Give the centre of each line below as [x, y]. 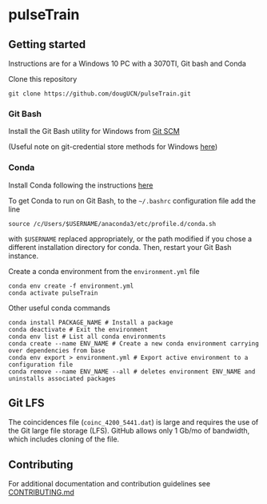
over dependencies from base [57, 350]
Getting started [47, 44]
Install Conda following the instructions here [81, 185]
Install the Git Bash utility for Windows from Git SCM [94, 131]
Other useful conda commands [59, 308]
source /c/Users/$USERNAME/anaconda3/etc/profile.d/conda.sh [112, 224]
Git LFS [27, 403]
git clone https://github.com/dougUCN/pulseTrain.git [100, 94]
